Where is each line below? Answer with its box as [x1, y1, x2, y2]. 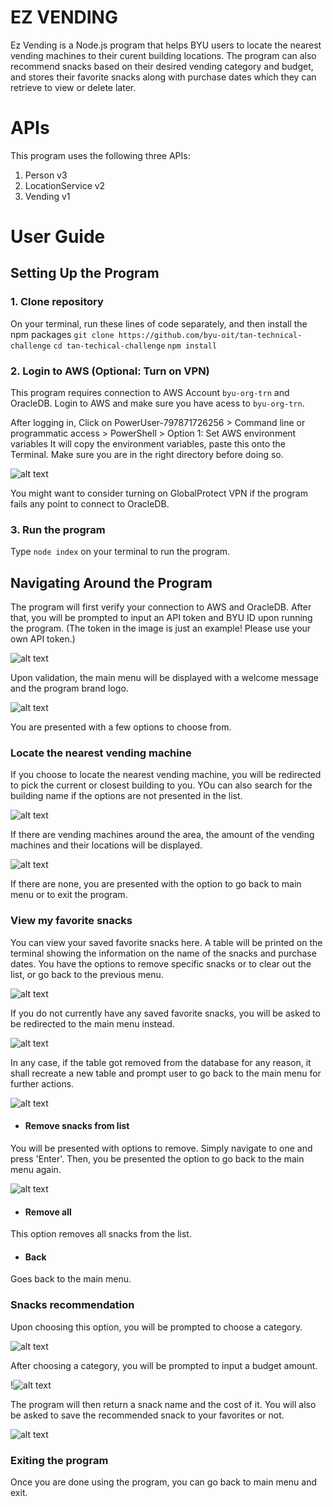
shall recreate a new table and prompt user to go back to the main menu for [10, 1067, 322, 1079]
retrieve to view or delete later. [10, 81, 137, 93]
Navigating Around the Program [10, 574, 213, 591]
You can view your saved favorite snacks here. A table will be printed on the [10, 936, 323, 948]
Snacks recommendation [10, 1298, 135, 1312]
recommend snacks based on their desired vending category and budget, [10, 60, 314, 72]
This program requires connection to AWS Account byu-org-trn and [10, 387, 290, 399]
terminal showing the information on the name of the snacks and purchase [10, 947, 317, 959]
